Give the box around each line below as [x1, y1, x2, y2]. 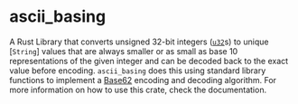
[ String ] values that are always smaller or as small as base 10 [9, 45, 238, 56]
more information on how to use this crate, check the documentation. [9, 84, 267, 95]
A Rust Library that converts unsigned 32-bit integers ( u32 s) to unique [9, 36, 269, 47]
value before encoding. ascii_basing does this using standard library [9, 65, 266, 76]
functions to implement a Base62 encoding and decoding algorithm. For [9, 74, 277, 85]
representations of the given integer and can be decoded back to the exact [9, 55, 289, 66]
